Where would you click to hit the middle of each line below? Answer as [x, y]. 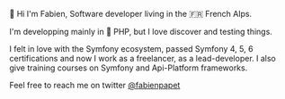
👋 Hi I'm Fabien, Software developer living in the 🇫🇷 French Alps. [131, 14]
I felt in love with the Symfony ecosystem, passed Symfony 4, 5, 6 [131, 49]
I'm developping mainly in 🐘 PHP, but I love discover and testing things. [141, 32]
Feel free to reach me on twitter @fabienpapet [95, 85]
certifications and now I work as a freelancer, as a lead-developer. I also [142, 58]
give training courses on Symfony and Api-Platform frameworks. [129, 68]
